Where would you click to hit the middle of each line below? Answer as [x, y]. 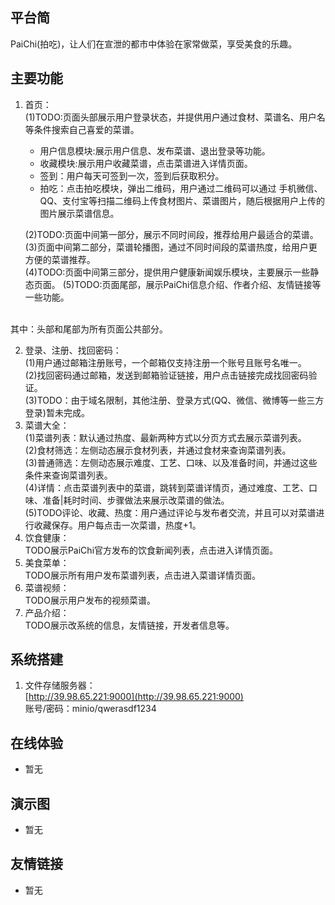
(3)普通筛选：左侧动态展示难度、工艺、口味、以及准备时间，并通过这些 [171, 462]
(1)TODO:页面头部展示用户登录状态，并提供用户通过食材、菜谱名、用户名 [175, 117]
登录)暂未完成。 [57, 412]
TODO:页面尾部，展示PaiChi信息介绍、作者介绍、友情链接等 [198, 284]
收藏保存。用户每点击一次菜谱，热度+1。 [117, 525]
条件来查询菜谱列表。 [68, 475]
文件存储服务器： [60, 685]
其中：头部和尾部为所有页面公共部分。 [89, 329]
